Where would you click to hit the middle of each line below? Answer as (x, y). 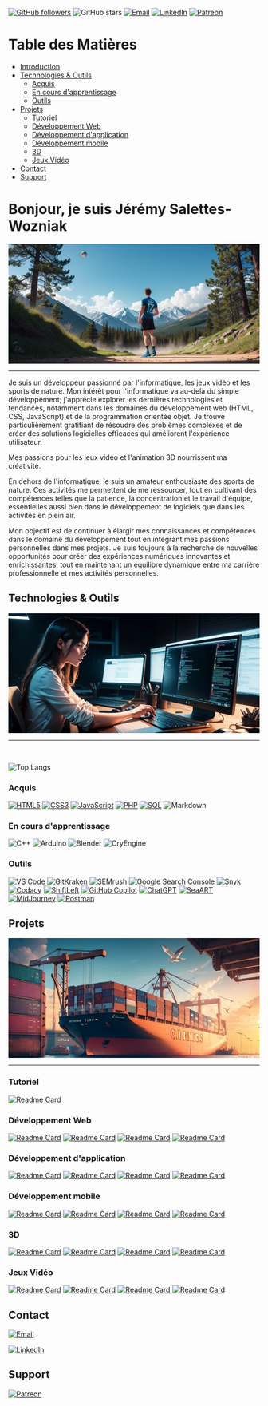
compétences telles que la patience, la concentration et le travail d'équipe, (131, 498)
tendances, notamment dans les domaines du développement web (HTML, (131, 408)
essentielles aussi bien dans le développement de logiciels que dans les (126, 506)
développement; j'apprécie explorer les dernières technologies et (116, 399)
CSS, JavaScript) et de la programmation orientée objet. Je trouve (117, 416)
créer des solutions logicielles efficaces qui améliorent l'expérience (119, 433)
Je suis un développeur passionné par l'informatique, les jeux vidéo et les (129, 382)
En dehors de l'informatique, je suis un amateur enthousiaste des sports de (132, 481)
